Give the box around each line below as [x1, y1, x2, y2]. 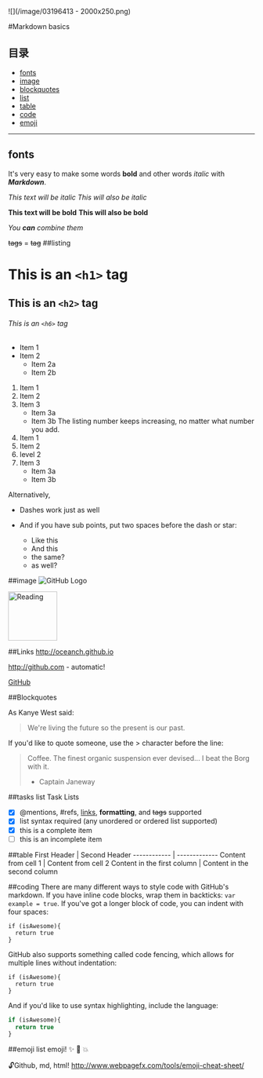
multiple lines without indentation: [8, 958, 117, 967]
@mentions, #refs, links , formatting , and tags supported [19, 808, 202, 817]
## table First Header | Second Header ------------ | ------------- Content [8, 850, 246, 859]
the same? [31, 553, 65, 562]
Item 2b [31, 368, 56, 378]
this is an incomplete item [19, 834, 103, 843]
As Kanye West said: [8, 708, 74, 718]
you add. [31, 425, 60, 434]
